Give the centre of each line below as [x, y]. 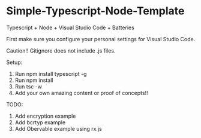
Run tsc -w [28, 86]
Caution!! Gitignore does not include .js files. [61, 50]
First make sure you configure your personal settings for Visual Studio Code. [101, 39]
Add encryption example [45, 116]
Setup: [14, 62]
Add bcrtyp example [40, 122]
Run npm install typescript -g [51, 73]
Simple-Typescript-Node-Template [95, 11]
